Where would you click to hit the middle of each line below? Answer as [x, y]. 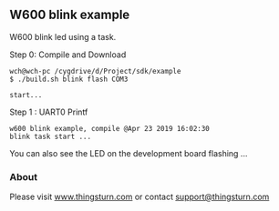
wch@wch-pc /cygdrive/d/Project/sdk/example [95, 71]
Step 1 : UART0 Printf [49, 112]
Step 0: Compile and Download [68, 55]
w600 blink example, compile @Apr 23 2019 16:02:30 [109, 128]
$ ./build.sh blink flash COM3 [69, 79]
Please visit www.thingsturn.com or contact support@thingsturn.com [139, 197]
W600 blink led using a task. [63, 36]
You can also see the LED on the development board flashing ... [129, 153]
